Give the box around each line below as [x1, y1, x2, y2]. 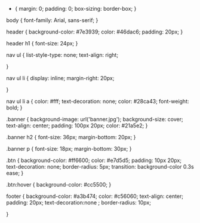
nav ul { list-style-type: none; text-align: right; [6, 51, 118, 59]
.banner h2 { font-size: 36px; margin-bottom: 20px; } [6, 134, 136, 140]
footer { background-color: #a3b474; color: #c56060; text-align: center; [6, 193, 184, 200]
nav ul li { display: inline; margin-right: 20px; [6, 75, 115, 81]
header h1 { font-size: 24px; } [6, 40, 78, 47]
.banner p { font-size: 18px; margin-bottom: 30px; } [6, 145, 132, 152]
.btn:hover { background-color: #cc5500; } [6, 181, 112, 188]
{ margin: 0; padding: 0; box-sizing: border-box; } [14, 5, 137, 12]
